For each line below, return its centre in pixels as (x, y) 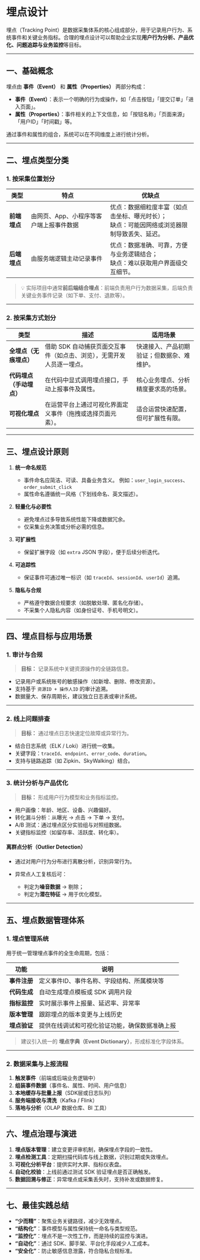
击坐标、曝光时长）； (138, 216)
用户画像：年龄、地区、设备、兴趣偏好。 (64, 810)
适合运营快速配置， (163, 409)
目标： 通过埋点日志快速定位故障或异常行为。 (76, 733)
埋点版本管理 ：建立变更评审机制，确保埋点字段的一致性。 (85, 1149)
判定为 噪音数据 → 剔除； (54, 887)
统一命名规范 (30, 467)
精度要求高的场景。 (163, 389)
